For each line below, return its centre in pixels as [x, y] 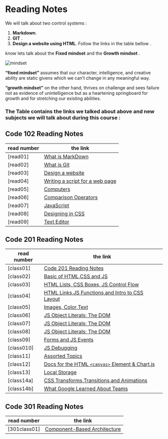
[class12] [19, 364]
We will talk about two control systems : [46, 23]
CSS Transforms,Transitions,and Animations [96, 381]
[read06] [18, 197]
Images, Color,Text [66, 307]
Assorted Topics [63, 356]
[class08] [19, 332]
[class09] [19, 340]
